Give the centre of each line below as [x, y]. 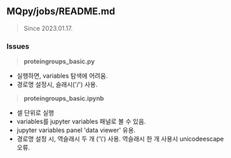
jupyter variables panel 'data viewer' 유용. [76, 130]
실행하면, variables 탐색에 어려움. [62, 76]
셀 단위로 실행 [35, 113]
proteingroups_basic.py [59, 61]
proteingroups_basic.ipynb [64, 98]
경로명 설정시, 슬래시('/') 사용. [57, 85]
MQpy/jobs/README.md [61, 11]
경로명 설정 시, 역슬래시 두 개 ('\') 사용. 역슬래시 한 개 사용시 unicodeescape [120, 139]
